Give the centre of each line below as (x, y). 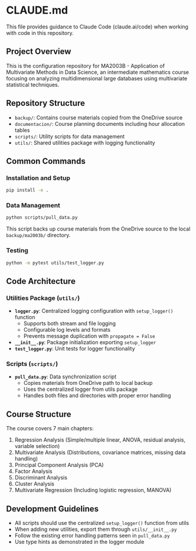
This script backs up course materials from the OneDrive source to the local (98, 229)
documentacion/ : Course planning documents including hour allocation (99, 124)
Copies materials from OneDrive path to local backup (88, 383)
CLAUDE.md (37, 10)
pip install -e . (27, 190)
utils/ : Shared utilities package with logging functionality (85, 142)
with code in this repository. (40, 33)
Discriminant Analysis (41, 478)
